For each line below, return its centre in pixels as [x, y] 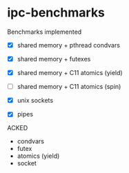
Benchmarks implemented [44, 32]
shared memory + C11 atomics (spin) [69, 87]
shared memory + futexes [54, 59]
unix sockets [35, 101]
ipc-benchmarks [56, 13]
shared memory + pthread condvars [69, 45]
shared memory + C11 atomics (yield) [70, 73]
